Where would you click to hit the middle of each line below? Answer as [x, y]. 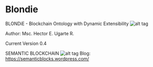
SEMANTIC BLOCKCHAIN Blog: [48, 53]
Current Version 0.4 [26, 43]
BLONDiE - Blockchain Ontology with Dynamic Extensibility [67, 24]
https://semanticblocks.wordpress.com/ [47, 59]
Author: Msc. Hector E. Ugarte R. [40, 33]
